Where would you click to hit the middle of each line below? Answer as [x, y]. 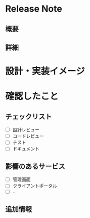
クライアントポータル [35, 186]
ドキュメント [26, 149]
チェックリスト [29, 116]
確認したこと [32, 96]
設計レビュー [26, 130]
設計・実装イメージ [45, 71]
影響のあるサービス [35, 166]
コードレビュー [28, 136]
